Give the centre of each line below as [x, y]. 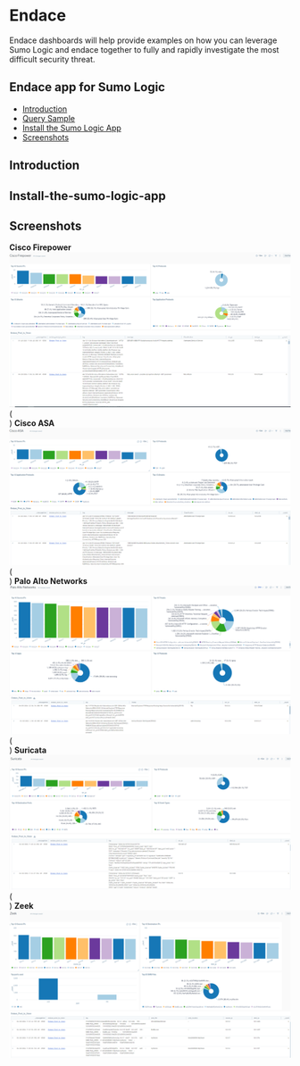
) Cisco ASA [32, 423]
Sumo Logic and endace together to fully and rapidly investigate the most [144, 49]
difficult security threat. [52, 59]
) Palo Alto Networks [48, 581]
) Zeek [21, 906]
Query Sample [49, 118]
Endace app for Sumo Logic [87, 87]
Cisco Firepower [40, 247]
